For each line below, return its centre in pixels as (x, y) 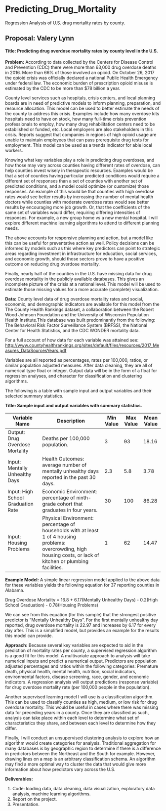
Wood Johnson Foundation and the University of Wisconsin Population (77, 314)
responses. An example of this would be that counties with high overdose (80, 191)
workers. (14, 150)
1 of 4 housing (59, 536)
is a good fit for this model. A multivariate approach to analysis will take (78, 655)
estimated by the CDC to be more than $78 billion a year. (63, 88)
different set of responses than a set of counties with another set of (74, 181)
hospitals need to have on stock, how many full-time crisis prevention (76, 119)
